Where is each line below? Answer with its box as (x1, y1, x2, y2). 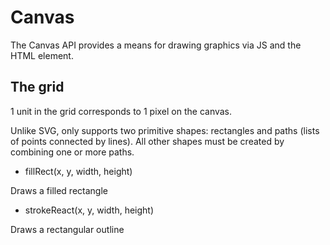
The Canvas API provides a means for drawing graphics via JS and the (10, 39, 302, 51)
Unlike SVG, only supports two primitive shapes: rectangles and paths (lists (10, 124, 320, 136)
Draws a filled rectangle (10, 184, 108, 196)
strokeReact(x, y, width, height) (24, 204, 155, 216)
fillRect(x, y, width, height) (24, 165, 133, 177)
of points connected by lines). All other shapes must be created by (10, 135, 285, 147)
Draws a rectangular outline (10, 223, 125, 235)
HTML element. (10, 49, 74, 61)
